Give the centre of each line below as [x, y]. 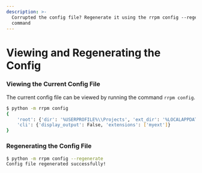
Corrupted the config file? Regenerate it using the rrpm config [95, 17]
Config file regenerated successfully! [56, 164]
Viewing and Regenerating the [84, 53]
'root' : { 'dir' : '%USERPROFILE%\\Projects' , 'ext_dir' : [89, 120]
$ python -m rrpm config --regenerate [55, 159]
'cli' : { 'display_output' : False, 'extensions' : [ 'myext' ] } [94, 125]
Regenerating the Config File [49, 146]
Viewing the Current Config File [53, 84]
